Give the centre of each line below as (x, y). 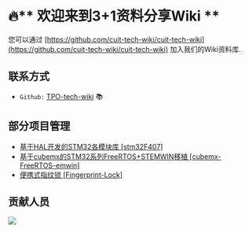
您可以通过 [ (28, 39)
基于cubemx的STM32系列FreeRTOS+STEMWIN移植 (104, 156)
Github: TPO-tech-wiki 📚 (61, 96)
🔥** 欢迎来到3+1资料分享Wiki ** (114, 16)
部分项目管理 (39, 126)
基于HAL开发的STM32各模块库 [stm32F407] (91, 146)
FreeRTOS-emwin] (49, 165)
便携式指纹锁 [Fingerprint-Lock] (71, 175)
